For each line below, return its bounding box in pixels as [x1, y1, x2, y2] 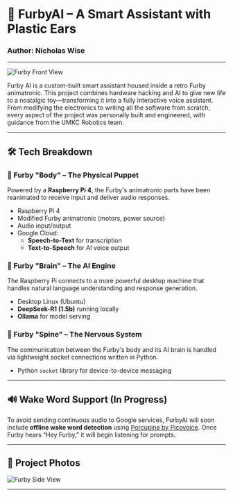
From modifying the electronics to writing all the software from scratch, [7, 103, 211, 112]
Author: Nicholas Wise [7, 46, 85, 56]
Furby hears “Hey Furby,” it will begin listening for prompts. [7, 430, 176, 439]
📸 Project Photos [7, 457, 81, 469]
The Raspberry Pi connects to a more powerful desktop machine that [7, 277, 205, 285]
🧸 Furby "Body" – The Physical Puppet [7, 170, 139, 180]
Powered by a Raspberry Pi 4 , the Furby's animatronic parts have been [7, 186, 211, 194]
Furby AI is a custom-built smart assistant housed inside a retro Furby [7, 81, 207, 90]
